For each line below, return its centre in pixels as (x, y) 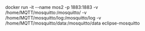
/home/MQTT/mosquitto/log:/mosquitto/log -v (53, 18)
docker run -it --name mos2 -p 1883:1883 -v (52, 7)
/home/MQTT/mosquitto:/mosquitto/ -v (46, 12)
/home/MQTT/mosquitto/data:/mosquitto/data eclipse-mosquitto (73, 23)
